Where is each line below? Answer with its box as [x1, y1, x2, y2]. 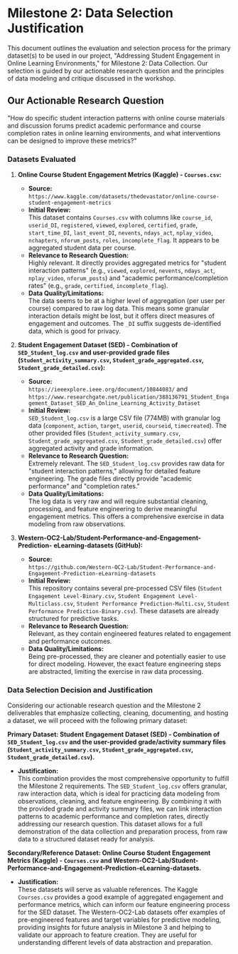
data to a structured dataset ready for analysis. [17, 835, 155, 843]
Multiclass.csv [28, 600, 73, 607]
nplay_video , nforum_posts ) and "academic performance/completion [28, 274, 229, 282]
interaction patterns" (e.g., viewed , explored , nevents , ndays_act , [28, 266, 215, 275]
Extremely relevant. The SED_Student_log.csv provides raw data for [28, 459, 225, 468]
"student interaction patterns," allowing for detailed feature [28, 467, 201, 476]
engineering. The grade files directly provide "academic [28, 474, 192, 483]
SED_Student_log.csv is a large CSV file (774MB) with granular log [28, 414, 220, 422]
